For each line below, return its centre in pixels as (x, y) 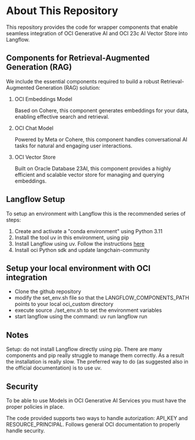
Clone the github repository (48, 291)
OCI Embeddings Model (43, 99)
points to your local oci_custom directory (64, 304)
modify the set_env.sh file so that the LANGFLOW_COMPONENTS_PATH (102, 298)
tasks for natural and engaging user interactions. (73, 146)
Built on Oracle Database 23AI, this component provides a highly (93, 168)
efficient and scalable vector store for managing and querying (89, 174)
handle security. (26, 431)
